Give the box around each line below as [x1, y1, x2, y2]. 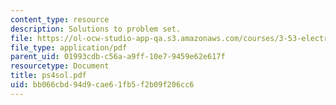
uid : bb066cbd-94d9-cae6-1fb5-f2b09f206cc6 [10, 80, 195, 90]
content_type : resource [10, 14, 110, 25]
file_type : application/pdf [10, 42, 128, 53]
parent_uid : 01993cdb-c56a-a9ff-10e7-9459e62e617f [10, 52, 226, 62]
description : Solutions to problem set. [10, 24, 182, 34]
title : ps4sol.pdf [10, 71, 87, 81]
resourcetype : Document [10, 61, 110, 71]
